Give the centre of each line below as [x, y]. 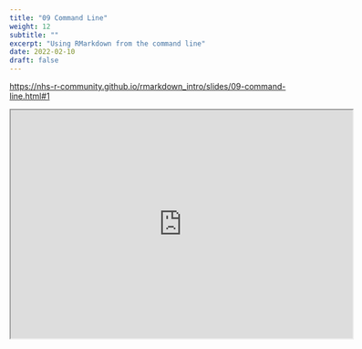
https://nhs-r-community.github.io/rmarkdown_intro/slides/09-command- [148, 86]
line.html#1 [30, 96]
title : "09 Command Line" [58, 18]
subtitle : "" [34, 35]
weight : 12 [30, 26]
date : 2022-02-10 [42, 52]
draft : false [34, 60]
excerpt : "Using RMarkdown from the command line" [108, 43]
